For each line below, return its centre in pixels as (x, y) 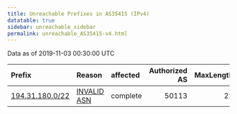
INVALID (90, 91)
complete (127, 96)
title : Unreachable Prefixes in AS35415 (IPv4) (79, 14)
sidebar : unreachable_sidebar (52, 27)
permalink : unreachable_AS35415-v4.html (68, 33)
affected (126, 75)
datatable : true (31, 20)
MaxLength (214, 75)
